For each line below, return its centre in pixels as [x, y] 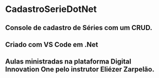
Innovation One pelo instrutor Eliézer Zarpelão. [80, 69]
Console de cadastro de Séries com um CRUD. [79, 28]
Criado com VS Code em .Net [52, 44]
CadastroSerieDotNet [51, 9]
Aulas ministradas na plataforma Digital [68, 62]
